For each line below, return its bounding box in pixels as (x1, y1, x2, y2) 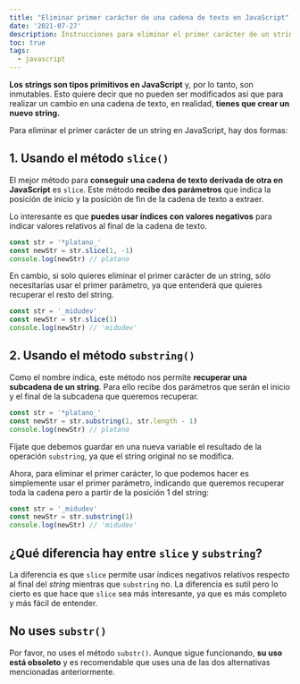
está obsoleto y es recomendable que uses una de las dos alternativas (9, 656, 271, 667)
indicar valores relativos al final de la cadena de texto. (9, 220, 208, 231)
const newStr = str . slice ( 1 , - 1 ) (9, 246, 134, 255)
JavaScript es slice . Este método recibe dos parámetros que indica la (9, 184, 271, 195)
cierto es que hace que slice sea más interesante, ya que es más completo (9, 587, 287, 599)
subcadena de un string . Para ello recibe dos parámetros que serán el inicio (9, 381, 290, 392)
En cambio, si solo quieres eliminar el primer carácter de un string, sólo (9, 270, 271, 282)
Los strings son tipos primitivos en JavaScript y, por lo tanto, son (9, 80, 254, 89)
